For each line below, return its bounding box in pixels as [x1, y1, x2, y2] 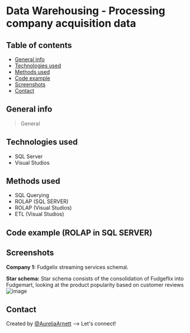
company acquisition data [6, 17, 137, 30]
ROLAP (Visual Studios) [14, 204, 72, 211]
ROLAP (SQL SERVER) [14, 198, 69, 205]
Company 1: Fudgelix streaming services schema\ [6, 263, 128, 270]
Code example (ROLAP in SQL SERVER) [6, 227, 152, 237]
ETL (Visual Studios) [14, 211, 64, 218]
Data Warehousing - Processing [6, 4, 165, 18]
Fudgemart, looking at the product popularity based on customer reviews [6, 281, 184, 288]
